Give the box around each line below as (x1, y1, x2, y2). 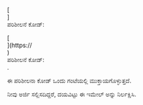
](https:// (7, 41, 32, 49)
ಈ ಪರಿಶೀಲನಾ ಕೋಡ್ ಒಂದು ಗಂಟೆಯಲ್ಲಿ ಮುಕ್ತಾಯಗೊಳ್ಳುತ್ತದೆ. (7, 76, 132, 85)
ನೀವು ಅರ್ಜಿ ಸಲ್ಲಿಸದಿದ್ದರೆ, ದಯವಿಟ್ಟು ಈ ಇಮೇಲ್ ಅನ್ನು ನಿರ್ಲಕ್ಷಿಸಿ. (7, 90, 137, 98)
